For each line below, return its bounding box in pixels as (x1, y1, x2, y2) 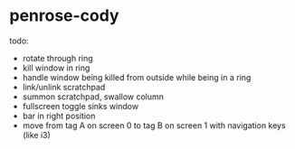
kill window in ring (22, 62, 90, 73)
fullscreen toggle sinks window (22, 100, 138, 111)
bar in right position (22, 110, 96, 121)
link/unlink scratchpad (22, 81, 106, 92)
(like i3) (22, 129, 52, 140)
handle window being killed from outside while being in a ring (22, 71, 252, 82)
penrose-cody (9, 5, 119, 26)
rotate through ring (22, 52, 93, 63)
